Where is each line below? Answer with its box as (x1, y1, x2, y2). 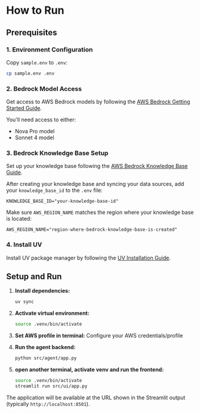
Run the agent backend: (14, 344, 76, 351)
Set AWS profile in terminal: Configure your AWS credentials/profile (14, 332, 183, 339)
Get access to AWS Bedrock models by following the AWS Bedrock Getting (6, 98, 190, 105)
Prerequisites (6, 27, 57, 38)
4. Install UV (6, 240, 42, 249)
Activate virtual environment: (14, 310, 90, 317)
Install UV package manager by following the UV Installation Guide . (6, 254, 171, 261)
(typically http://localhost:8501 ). (6, 400, 90, 407)
